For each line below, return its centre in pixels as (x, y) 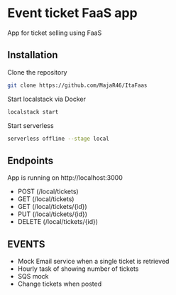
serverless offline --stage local (59, 139)
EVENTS (26, 244)
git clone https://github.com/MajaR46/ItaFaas (77, 85)
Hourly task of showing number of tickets (78, 269)
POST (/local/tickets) (48, 192)
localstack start (33, 112)
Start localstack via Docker (47, 99)
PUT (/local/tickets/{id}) (52, 214)
